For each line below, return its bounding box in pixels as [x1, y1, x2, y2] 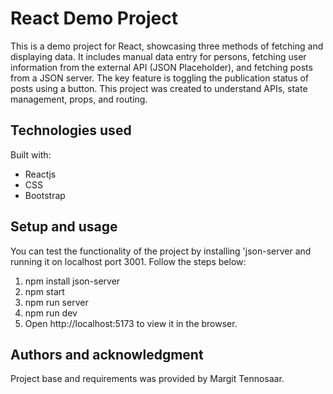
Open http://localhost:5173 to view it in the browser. [24, 317, 238, 329]
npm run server [24, 296, 89, 308]
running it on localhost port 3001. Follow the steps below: [10, 255, 247, 267]
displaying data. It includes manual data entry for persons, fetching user [10, 50, 307, 62]
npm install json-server [24, 275, 121, 287]
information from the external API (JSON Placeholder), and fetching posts [10, 61, 313, 73]
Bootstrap [24, 189, 66, 201]
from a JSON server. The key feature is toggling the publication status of [10, 72, 310, 84]
